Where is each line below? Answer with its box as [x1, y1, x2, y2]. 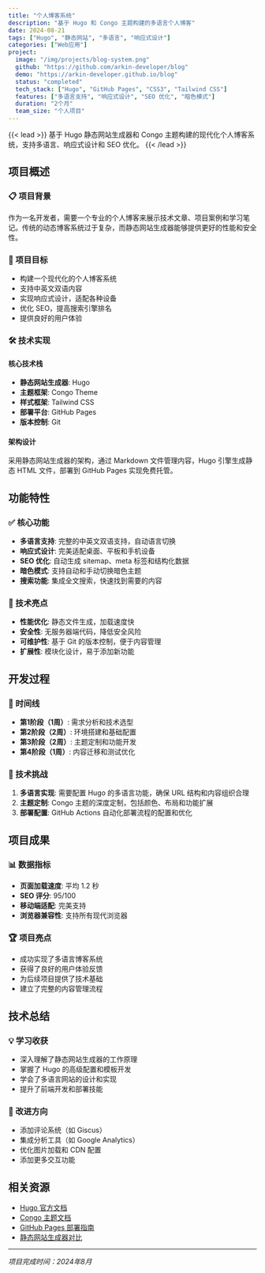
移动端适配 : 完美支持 [19, 900, 87, 910]
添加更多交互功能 [19, 1155, 76, 1165]
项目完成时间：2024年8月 [8, 1257, 92, 1267]
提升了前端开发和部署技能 [19, 1084, 103, 1093]
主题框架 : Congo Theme [19, 388, 99, 397]
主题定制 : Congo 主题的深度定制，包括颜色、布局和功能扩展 [19, 798, 214, 808]
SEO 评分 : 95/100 [19, 891, 77, 900]
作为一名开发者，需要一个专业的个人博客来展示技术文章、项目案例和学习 [8, 213, 243, 222]
